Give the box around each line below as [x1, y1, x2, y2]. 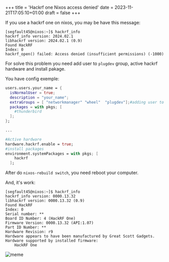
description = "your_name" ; [10, 95, 69, 100]
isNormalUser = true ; [10, 90, 56, 95]
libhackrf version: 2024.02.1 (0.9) [5, 38, 82, 43]
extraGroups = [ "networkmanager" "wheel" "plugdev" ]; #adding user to [10, 100, 164, 105]
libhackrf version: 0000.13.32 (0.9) [5, 198, 85, 204]
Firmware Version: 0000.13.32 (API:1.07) [5, 220, 94, 225]
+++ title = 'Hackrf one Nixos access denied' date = [5, 5, 114, 10]
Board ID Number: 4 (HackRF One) [5, 216, 76, 221]
